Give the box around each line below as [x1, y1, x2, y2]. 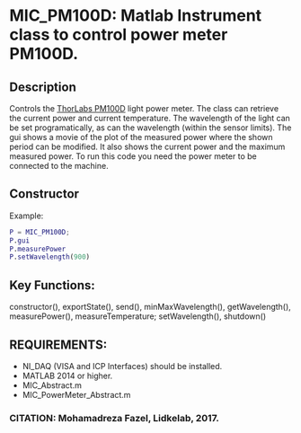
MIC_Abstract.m [22, 379, 83, 391]
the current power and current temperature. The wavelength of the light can [9, 113, 290, 123]
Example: [9, 210, 44, 221]
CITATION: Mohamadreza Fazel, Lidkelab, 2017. [9, 411, 220, 424]
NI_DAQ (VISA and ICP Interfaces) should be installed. [22, 360, 223, 371]
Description [9, 79, 76, 94]
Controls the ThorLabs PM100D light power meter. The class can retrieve [9, 103, 279, 113]
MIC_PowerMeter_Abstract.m [22, 389, 131, 400]
